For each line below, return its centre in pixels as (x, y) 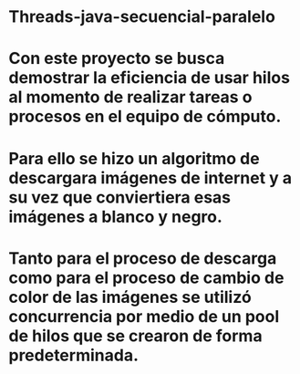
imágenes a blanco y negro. (115, 217)
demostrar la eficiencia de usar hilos (150, 78)
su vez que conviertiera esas (120, 197)
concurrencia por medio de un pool (144, 316)
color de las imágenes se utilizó (130, 297)
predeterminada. (73, 355)
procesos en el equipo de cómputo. (145, 117)
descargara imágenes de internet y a (150, 177)
